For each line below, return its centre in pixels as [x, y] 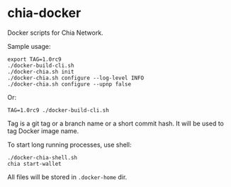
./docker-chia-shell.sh [43, 157]
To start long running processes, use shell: [69, 144]
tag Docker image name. [43, 131]
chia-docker [44, 13]
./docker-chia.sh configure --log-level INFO [75, 78]
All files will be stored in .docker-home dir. [67, 177]
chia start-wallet [34, 164]
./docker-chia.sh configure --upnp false [69, 84]
